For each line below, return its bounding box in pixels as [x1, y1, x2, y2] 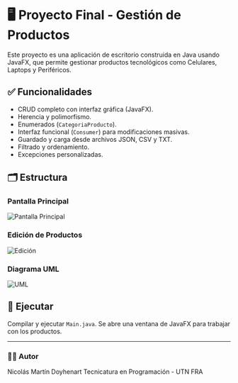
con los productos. [7, 327, 62, 335]
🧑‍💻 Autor [7, 351, 39, 361]
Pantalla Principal [7, 196, 69, 206]
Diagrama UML [7, 264, 59, 274]
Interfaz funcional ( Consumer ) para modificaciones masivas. [17, 127, 190, 136]
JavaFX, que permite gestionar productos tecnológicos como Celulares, [7, 57, 217, 66]
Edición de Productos [7, 230, 83, 240]
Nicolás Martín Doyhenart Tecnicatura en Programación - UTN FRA [7, 367, 203, 376]
